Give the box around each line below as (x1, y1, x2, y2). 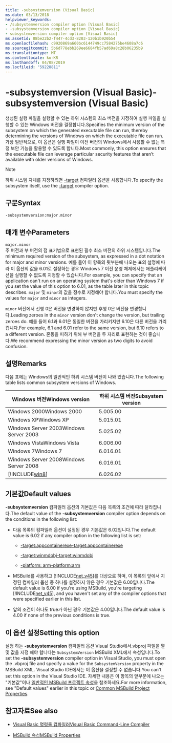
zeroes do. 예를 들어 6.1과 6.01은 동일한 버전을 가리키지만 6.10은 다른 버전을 (5, 318, 157, 324)
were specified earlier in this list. (12, 596, 81, 602)
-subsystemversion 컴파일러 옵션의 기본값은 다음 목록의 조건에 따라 (5, 504, 144, 510)
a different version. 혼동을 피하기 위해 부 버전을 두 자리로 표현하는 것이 (5, 331, 147, 337)
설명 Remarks (5, 359, 47, 368)
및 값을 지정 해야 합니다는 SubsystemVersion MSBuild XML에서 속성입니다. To (5, 649, 160, 655)
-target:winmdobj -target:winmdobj (20, 553, 94, 559)
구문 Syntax (5, 199, 41, 207)
